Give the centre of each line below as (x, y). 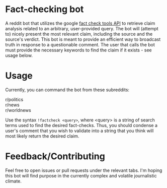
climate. (13, 181)
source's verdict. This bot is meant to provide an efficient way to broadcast (83, 39)
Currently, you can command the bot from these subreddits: (67, 90)
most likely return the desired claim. (42, 136)
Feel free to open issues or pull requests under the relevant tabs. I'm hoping (84, 170)
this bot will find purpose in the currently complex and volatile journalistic (81, 175)
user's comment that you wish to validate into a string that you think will (79, 131)
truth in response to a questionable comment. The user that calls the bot (80, 44)
